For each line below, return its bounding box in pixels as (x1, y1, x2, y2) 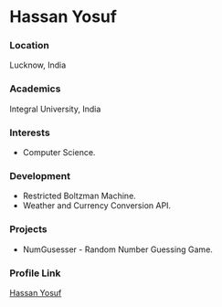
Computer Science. (22, 147, 96, 158)
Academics (9, 82, 61, 95)
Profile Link (9, 267, 61, 280)
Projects (9, 223, 48, 236)
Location (9, 39, 50, 52)
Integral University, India (9, 103, 101, 114)
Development (9, 170, 71, 182)
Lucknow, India (9, 59, 67, 70)
